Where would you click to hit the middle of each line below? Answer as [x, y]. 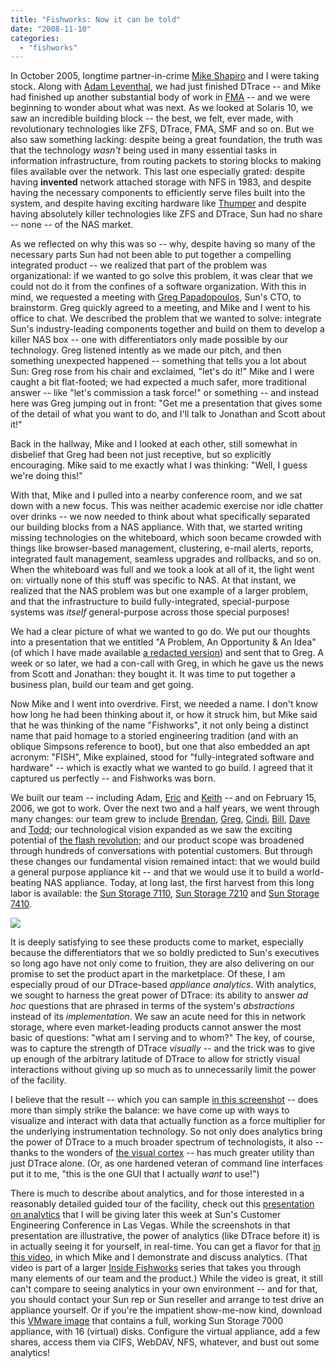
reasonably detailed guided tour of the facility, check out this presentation [162, 1204]
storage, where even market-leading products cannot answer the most [156, 1027]
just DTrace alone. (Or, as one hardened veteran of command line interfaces [166, 1163]
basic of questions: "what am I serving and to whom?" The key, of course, [163, 1038]
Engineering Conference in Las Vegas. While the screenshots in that [150, 1225]
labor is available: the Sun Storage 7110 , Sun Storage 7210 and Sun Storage [165, 893]
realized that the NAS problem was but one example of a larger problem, [159, 591]
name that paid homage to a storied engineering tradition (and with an [154, 736]
